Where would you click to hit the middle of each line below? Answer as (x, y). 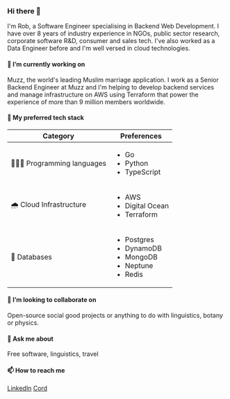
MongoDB (141, 257)
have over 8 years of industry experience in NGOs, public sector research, (114, 33)
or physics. (23, 323)
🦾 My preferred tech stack (46, 118)
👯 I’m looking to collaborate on (52, 300)
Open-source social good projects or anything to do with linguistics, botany (115, 315)
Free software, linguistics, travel (53, 354)
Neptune (139, 265)
